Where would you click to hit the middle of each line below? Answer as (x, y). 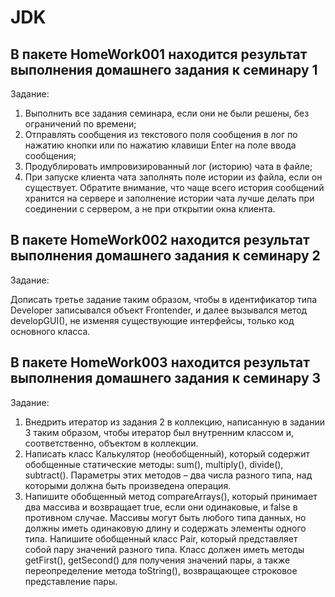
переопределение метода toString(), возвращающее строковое (161, 570)
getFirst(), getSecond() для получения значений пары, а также (157, 560)
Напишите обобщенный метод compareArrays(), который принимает (171, 496)
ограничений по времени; (80, 124)
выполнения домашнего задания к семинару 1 (164, 69)
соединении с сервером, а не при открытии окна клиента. (150, 209)
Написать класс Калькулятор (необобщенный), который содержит (167, 453)
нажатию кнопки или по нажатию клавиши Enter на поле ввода (160, 145)
